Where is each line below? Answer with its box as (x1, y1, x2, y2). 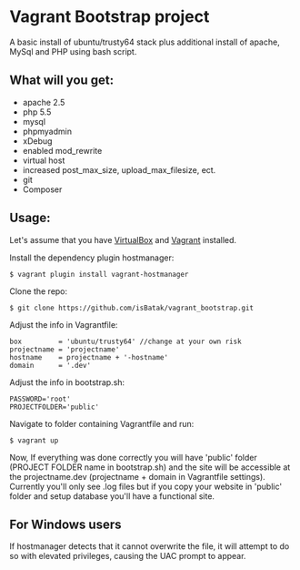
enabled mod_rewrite (22, 145, 103, 156)
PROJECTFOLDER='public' (9, 402, 100, 412)
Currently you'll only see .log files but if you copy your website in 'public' (9, 481, 283, 492)
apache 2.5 (22, 97, 65, 107)
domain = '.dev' (9, 361, 92, 370)
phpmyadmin (22, 126, 73, 137)
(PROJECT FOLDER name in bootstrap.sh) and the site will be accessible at (9, 462, 291, 473)
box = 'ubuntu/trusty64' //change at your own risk (9, 337, 243, 346)
